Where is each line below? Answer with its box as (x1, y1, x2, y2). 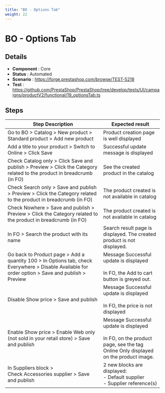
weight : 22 (5, 12, 27, 17)
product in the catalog (103, 170, 154, 177)
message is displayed (103, 149, 153, 156)
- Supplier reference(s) (103, 380, 157, 387)
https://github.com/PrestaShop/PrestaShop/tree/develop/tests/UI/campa (12, 87, 160, 93)
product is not (103, 237, 136, 244)
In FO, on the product (103, 335, 152, 342)
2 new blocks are (103, 361, 143, 368)
